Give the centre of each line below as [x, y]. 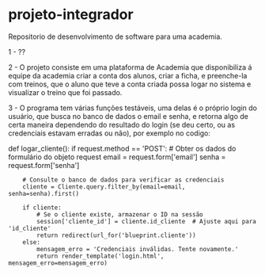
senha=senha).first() [44, 193]
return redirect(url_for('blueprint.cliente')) [116, 235]
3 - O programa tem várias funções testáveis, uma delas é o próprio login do [132, 108]
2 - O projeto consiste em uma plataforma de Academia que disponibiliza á [130, 67]
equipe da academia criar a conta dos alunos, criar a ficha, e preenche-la [128, 75]
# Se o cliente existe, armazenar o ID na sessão [120, 214]
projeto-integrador [71, 15]
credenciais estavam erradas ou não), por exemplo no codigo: [110, 133]
